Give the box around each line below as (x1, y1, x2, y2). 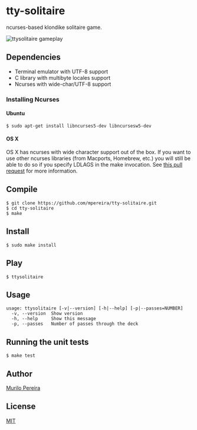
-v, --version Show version (11, 311, 83, 317)
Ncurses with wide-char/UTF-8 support (14, 80, 111, 87)
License (6, 402, 36, 412)
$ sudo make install (6, 242, 57, 248)
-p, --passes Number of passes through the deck (11, 321, 139, 327)
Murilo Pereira (6, 384, 41, 391)
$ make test (6, 353, 35, 359)
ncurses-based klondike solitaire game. (6, 24, 102, 31)
